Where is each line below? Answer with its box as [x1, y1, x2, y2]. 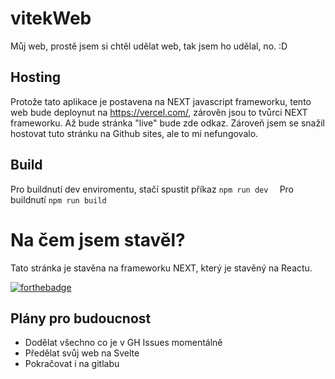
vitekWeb [10, 7, 92, 30]
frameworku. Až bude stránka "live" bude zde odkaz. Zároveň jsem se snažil [10, 117, 325, 129]
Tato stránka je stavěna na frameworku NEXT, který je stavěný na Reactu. [10, 262, 313, 274]
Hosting [10, 69, 62, 86]
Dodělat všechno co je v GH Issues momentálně [24, 337, 223, 349]
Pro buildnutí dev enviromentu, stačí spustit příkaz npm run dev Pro [10, 183, 295, 195]
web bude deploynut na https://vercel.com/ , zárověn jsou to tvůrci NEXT [10, 106, 308, 118]
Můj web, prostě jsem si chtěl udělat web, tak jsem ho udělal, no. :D [10, 40, 288, 52]
